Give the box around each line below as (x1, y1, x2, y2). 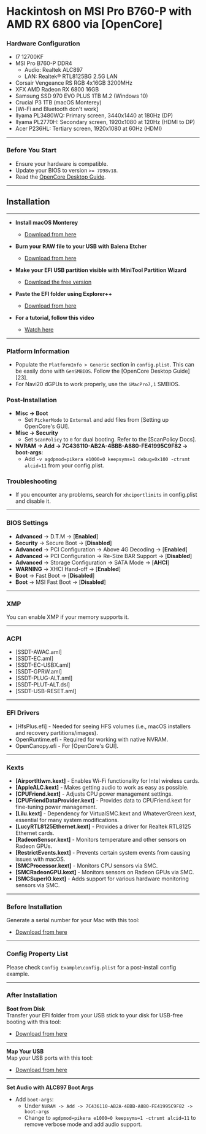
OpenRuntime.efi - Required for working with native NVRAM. (15, 736, 169, 743)
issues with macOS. (15, 855, 66, 863)
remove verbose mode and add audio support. (24, 1120, 142, 1128)
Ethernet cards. (15, 829, 55, 836)
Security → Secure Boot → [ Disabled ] (15, 539, 112, 546)
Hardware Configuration (6, 39, 81, 48)
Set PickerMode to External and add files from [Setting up (24, 416, 169, 424)
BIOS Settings (6, 519, 48, 527)
